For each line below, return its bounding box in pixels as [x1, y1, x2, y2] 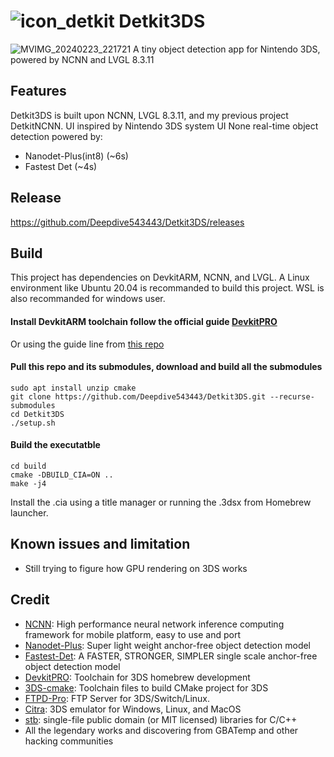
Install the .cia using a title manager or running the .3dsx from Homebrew [10, 496, 312, 508]
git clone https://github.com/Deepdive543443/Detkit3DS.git [10, 391, 267, 402]
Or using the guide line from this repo [10, 338, 165, 350]
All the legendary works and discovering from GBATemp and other [24, 724, 299, 736]
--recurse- [269, 391, 315, 402]
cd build [10, 461, 47, 471]
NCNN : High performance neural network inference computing [24, 618, 285, 630]
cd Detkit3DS [10, 409, 65, 419]
